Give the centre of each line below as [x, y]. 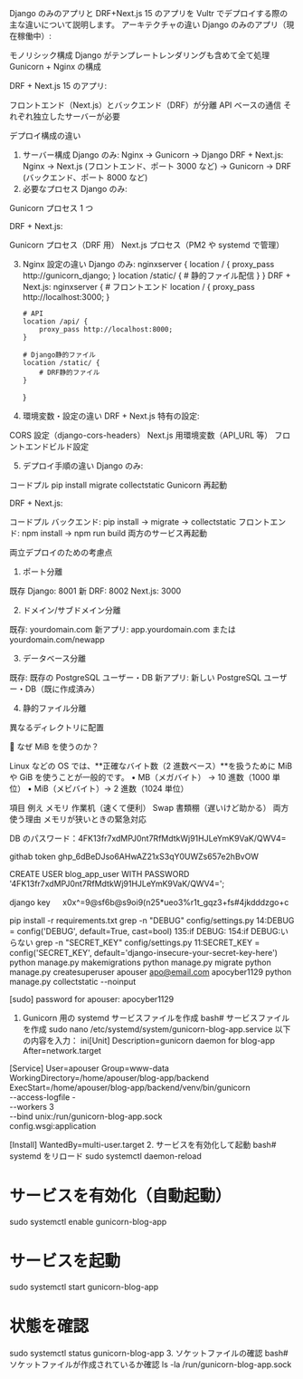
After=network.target [62, 1051]
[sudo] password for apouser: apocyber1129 [92, 999]
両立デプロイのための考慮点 [61, 552]
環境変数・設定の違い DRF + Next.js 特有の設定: [111, 416]
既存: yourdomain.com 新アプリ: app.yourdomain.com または [123, 629]
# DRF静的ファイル [70, 372]
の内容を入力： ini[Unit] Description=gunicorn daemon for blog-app [149, 1041]
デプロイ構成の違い [45, 135]
